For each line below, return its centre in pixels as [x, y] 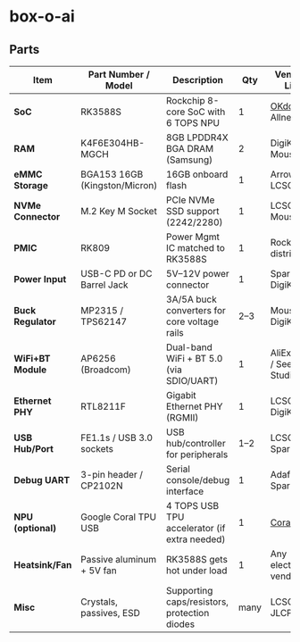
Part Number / [119, 75]
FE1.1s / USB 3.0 [117, 438]
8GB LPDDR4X [198, 138]
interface [185, 491]
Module [30, 370]
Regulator [35, 321]
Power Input [40, 279]
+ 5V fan [99, 571]
